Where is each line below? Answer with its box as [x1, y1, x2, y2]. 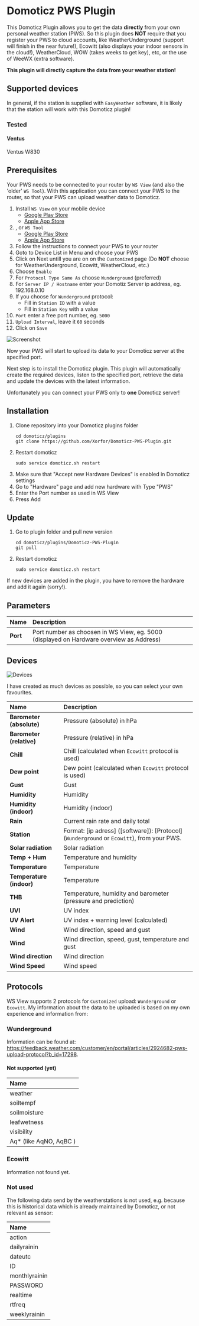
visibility [9, 1127, 33, 1136]
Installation [6, 406, 49, 416]
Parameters [6, 600, 51, 610]
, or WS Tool [15, 223, 44, 231]
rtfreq [9, 1300, 25, 1308]
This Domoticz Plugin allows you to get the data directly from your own [6, 24, 181, 31]
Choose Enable [15, 268, 52, 275]
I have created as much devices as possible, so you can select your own [6, 682, 183, 690]
